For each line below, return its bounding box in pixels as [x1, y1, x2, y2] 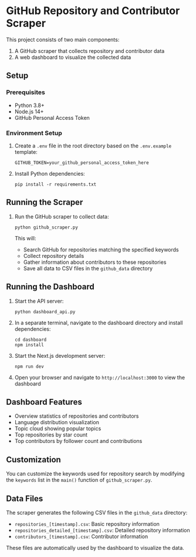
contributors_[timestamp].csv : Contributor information [14, 533, 148, 540]
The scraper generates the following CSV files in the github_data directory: [6, 509, 188, 516]
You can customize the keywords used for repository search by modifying [6, 470, 185, 477]
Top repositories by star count [14, 431, 88, 438]
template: [14, 148, 38, 155]
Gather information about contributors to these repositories [23, 259, 167, 266]
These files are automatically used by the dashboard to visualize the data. [6, 544, 185, 551]
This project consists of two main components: [6, 36, 120, 43]
